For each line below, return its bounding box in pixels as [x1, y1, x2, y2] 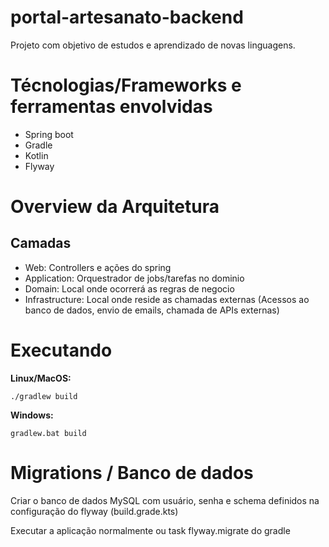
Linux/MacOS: [10, 372, 72, 384]
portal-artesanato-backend [10, 6, 244, 29]
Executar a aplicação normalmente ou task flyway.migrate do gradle [10, 524, 291, 536]
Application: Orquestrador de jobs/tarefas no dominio [24, 272, 245, 284]
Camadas [10, 235, 72, 252]
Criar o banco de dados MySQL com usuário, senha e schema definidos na [10, 494, 320, 506]
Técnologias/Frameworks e [10, 74, 242, 97]
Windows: [10, 409, 54, 421]
